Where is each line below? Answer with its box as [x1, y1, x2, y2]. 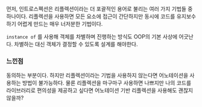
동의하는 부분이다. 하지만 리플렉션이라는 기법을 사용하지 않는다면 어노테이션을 [6, 72, 189, 79]
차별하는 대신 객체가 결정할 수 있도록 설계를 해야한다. [14, 41, 138, 47]
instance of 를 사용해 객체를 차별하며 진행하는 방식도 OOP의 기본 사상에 [6, 33, 178, 40]
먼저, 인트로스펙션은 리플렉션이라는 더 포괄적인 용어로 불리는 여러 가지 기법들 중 [6, 5, 193, 12]
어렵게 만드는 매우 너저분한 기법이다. [17, 20, 103, 27]
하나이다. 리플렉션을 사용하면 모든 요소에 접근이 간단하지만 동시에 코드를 [6, 13, 175, 20]
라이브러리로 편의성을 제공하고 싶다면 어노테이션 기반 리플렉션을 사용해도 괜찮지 [6, 87, 194, 94]
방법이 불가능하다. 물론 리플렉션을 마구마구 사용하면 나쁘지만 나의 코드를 [22, 79, 192, 87]
